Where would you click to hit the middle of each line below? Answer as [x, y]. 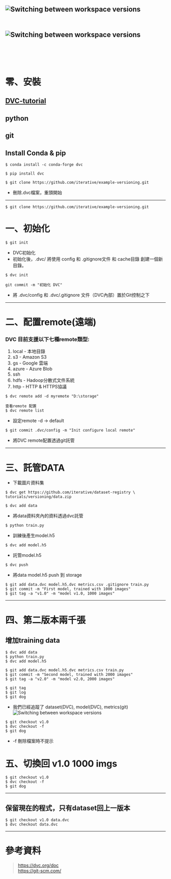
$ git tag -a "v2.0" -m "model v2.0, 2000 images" [60, 679]
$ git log [16, 693]
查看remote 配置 [21, 406]
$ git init [17, 242]
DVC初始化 [24, 252]
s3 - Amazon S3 [30, 357]
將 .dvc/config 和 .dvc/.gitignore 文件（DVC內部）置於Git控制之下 [81, 295]
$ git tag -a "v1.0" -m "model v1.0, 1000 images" [60, 593]
